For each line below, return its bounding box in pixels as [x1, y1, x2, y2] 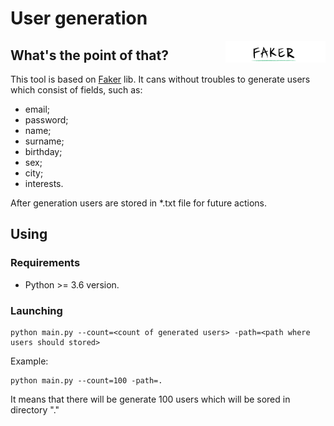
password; [24, 114, 69, 126]
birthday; [24, 146, 63, 157]
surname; [24, 135, 65, 147]
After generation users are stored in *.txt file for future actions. [10, 197, 267, 209]
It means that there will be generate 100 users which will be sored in [10, 393, 291, 405]
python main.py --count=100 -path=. [10, 375, 163, 386]
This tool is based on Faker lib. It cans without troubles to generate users [10, 73, 311, 85]
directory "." [10, 403, 60, 416]
